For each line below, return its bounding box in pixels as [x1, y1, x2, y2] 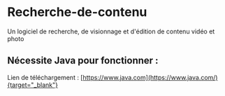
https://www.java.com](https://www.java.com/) [82, 73, 218, 81]
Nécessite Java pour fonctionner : [7, 55, 159, 67]
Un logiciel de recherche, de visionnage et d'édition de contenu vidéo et [7, 27, 215, 35]
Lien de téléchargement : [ [7, 73, 83, 81]
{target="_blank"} [7, 81, 58, 89]
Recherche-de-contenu [7, 4, 147, 20]
